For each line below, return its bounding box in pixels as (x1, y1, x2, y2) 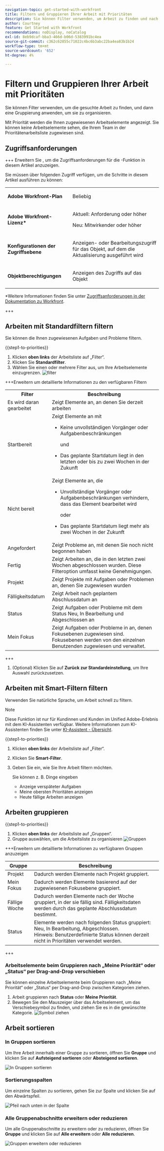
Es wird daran (7, 399, 39, 405)
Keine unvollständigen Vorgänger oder (60, 424, 148, 430)
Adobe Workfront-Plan (7, 193, 62, 200)
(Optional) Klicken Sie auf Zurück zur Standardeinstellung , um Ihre (12, 665, 148, 671)
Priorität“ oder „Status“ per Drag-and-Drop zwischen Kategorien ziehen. (5, 984, 150, 990)
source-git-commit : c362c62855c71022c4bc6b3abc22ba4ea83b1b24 (5, 39, 134, 44)
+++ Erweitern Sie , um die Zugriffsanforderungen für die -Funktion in (5, 157, 145, 163)
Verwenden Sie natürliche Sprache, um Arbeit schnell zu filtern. (5, 697, 133, 703)
